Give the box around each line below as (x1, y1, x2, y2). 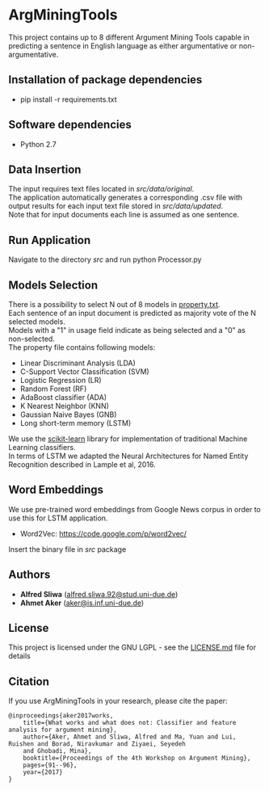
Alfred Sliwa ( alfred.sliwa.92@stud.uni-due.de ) (19, 589, 179, 599)
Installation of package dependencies (8, 73, 203, 86)
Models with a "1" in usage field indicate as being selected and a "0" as (8, 326, 246, 334)
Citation (8, 675, 50, 688)
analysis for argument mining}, (8, 726, 117, 734)
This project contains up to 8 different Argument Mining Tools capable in (8, 32, 250, 42)
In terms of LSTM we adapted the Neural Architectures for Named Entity (8, 451, 249, 461)
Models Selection (8, 278, 99, 292)
